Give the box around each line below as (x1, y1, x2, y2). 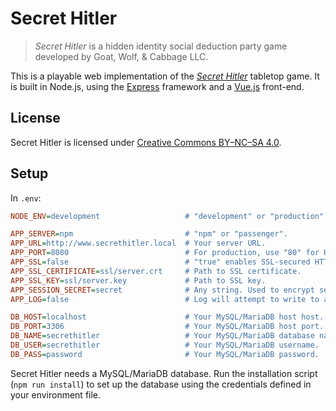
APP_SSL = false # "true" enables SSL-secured (10, 257, 311, 267)
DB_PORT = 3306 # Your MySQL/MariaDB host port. (10, 322, 325, 332)
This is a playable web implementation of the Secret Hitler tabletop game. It (10, 70, 320, 82)
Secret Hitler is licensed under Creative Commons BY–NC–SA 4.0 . (10, 136, 282, 148)
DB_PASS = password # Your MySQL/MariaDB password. (10, 349, 320, 359)
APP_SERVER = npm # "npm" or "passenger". (10, 229, 288, 239)
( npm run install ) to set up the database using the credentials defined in (10, 378, 312, 390)
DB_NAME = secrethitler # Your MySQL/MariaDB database (10, 331, 315, 341)
